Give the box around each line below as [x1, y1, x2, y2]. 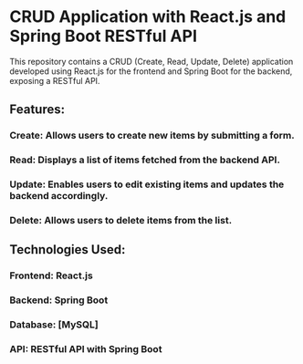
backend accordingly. [9, 190, 109, 203]
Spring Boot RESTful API [9, 26, 198, 47]
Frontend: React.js [9, 269, 93, 282]
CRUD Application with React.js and [9, 6, 287, 27]
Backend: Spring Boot [9, 294, 109, 307]
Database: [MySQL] [9, 318, 99, 331]
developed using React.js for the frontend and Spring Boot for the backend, [9, 66, 293, 77]
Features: [9, 102, 66, 118]
